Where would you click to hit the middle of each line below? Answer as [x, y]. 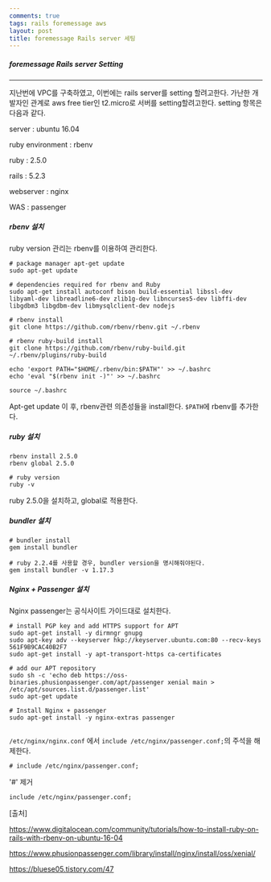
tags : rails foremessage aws [58, 23]
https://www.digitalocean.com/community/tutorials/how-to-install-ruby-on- [134, 830]
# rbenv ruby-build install [56, 342]
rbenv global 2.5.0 [42, 464]
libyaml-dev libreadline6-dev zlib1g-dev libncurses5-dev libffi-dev [128, 299]
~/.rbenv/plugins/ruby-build [58, 355]
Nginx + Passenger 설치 [49, 589]
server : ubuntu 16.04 [44, 129]
